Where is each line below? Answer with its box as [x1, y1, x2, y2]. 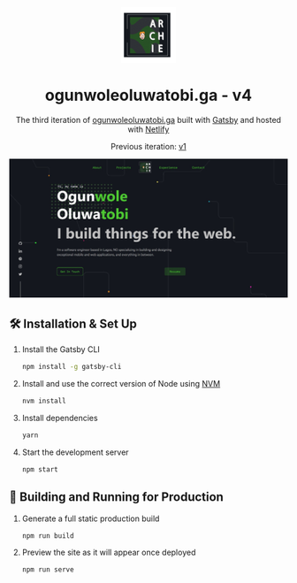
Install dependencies [21, 413, 99, 423]
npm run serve [21, 565, 74, 574]
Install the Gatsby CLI [21, 344, 100, 355]
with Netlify [127, 124, 170, 134]
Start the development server [21, 447, 130, 457]
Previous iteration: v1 [110, 141, 187, 151]
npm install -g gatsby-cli [21, 363, 122, 372]
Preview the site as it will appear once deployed [21, 547, 196, 558]
